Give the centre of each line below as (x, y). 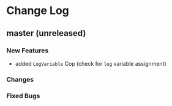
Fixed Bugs (23, 96)
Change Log (38, 11)
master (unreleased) (46, 33)
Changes (20, 79)
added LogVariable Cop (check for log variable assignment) (91, 63)
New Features (28, 51)
